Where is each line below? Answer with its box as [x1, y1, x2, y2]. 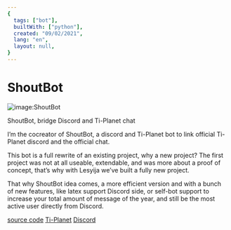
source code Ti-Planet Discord [7, 215, 96, 224]
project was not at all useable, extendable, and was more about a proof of [7, 158, 221, 167]
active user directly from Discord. [7, 201, 104, 210]
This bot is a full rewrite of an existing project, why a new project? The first [7, 151, 223, 159]
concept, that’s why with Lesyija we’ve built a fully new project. [7, 165, 190, 174]
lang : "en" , [13, 36, 49, 43]
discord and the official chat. [27, 137, 110, 146]
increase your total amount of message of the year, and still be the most [7, 194, 216, 203]
